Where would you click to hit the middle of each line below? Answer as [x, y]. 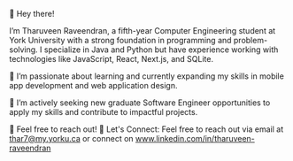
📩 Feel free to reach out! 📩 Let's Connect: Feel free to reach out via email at [146, 129]
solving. [23, 50]
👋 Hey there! [32, 14]
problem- [251, 40]
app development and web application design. [94, 85]
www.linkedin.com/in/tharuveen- [195, 138]
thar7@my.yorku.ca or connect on [72, 138]
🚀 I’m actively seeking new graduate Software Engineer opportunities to [140, 103]
